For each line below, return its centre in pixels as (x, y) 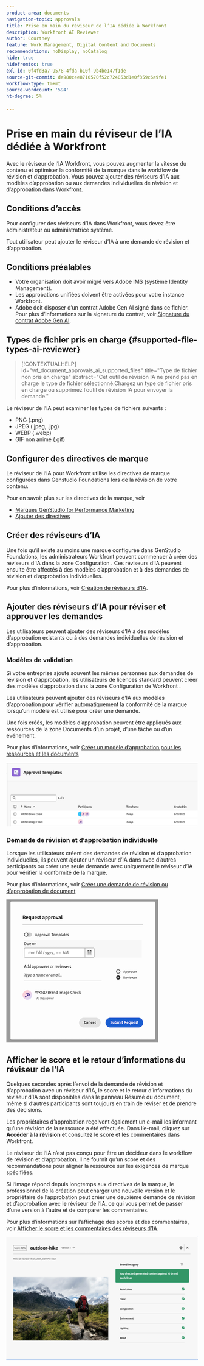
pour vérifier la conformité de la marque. (57, 873)
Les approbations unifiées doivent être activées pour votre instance (100, 295)
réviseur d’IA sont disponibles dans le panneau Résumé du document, (94, 1097)
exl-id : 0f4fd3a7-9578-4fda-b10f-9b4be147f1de (66, 71)
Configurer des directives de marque (77, 458)
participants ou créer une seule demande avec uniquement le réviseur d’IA (100, 866)
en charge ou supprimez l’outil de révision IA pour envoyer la (97, 390)
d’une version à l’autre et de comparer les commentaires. (77, 1210)
